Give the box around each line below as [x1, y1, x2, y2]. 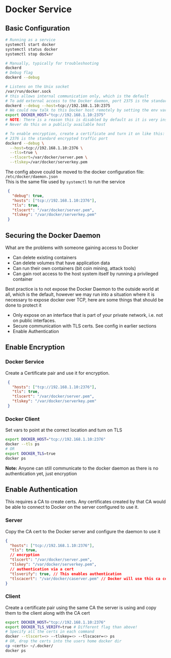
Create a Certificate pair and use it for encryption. [5, 370, 110, 376]
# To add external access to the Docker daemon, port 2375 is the [5, 98, 149, 103]
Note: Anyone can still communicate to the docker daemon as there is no [5, 465, 159, 471]
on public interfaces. [12, 317, 56, 323]
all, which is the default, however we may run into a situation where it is [5, 291, 155, 297]
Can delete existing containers [12, 254, 77, 260]
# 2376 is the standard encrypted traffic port [5, 136, 108, 141]
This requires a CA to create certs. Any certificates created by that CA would [5, 499, 166, 505]
